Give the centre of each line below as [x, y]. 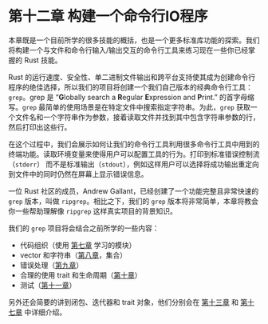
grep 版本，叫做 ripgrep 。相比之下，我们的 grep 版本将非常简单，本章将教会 [134, 201]
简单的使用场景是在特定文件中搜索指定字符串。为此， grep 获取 [148, 107]
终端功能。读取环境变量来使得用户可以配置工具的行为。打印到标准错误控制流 [134, 154]
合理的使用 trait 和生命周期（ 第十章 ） [81, 275]
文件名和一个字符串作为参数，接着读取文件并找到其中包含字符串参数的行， [137, 117]
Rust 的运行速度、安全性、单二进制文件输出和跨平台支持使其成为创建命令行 [132, 77]
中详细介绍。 [45, 312]
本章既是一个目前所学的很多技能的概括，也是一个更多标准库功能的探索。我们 [134, 40]
